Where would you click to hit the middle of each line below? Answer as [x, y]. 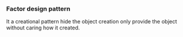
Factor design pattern [38, 9]
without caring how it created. [43, 28]
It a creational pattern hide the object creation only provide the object [92, 22]
